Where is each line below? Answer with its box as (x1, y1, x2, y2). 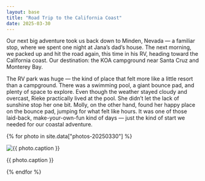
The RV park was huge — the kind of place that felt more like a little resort (6, 75, 193, 83)
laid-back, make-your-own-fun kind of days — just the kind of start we (6, 114, 185, 121)
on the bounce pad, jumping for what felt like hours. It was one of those (6, 108, 187, 115)
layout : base (6, 9, 40, 15)
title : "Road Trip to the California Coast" (6, 15, 122, 21)
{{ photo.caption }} (6, 156, 54, 164)
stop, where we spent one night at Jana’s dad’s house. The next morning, (6, 44, 191, 51)
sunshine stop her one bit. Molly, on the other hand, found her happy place (6, 101, 195, 109)
